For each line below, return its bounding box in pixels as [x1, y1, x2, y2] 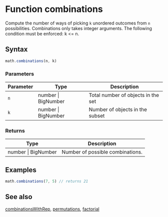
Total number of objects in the [88, 91, 159, 98]
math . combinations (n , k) [5, 58, 57, 63]
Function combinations [5, 3, 103, 15]
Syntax [5, 45, 28, 53]
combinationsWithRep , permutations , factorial [5, 206, 99, 212]
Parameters [5, 70, 34, 77]
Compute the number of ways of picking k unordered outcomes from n [5, 20, 150, 26]
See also [5, 192, 32, 201]
